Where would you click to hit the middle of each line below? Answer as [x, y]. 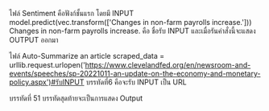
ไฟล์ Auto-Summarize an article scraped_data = [87, 56]
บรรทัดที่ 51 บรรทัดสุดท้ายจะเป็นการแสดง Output [76, 98]
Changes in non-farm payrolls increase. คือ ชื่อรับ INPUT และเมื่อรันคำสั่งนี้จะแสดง [132, 31]
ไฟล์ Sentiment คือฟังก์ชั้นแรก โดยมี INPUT [72, 13]
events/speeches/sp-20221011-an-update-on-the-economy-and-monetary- [135, 74]
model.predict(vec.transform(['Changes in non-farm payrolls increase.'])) [130, 22]
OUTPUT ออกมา [34, 40]
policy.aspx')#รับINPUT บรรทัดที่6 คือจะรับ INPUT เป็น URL [98, 82]
